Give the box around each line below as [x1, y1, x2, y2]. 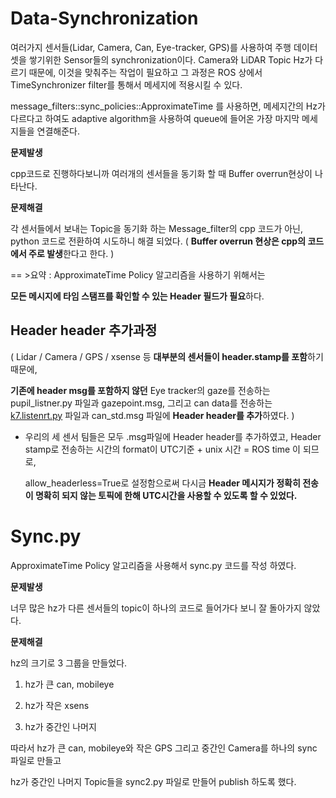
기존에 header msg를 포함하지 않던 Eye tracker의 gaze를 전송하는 [10, 384, 271, 396]
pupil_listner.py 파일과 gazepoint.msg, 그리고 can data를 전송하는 [10, 397, 273, 409]
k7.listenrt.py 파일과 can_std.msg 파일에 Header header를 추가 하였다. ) [10, 409, 295, 421]
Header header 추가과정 [10, 322, 158, 339]
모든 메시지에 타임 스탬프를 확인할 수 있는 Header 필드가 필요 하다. [10, 290, 265, 302]
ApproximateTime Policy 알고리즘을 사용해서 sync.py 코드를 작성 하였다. [10, 559, 297, 571]
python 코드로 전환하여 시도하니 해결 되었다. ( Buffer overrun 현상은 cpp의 [10, 235, 307, 247]
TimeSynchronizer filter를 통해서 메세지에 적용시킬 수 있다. [10, 78, 243, 91]
